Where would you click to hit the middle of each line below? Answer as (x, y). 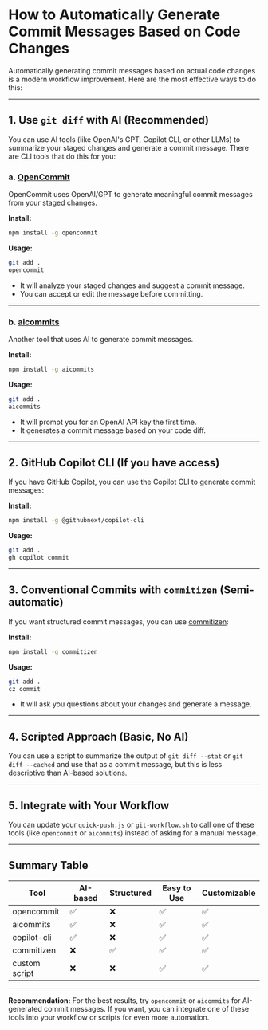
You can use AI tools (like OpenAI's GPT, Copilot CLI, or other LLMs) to (124, 139)
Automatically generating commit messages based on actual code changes (132, 70)
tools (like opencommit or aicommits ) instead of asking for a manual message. (133, 833)
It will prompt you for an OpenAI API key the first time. (108, 422)
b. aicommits (34, 322)
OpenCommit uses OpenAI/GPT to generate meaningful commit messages (130, 195)
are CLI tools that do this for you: (62, 156)
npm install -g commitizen (53, 651)
